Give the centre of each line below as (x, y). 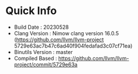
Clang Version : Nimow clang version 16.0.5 (66, 33)
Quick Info (31, 11)
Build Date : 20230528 (41, 27)
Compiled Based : (35, 58)
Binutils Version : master (43, 52)
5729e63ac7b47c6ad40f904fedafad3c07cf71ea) (73, 46)
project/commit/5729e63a (46, 64)
